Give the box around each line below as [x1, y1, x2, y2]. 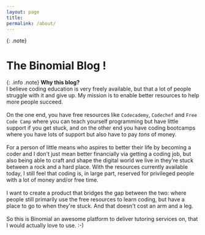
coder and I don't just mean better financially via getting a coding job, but [6, 151, 192, 158]
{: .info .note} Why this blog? [6, 79, 80, 86]
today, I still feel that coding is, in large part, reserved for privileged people [6, 170, 195, 177]
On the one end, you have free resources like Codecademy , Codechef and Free [6, 111, 198, 119]
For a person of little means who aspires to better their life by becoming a [6, 144, 192, 151]
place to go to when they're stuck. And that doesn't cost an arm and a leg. [6, 203, 194, 210]
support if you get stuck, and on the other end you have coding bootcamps [6, 124, 196, 132]
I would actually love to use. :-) [6, 222, 84, 229]
